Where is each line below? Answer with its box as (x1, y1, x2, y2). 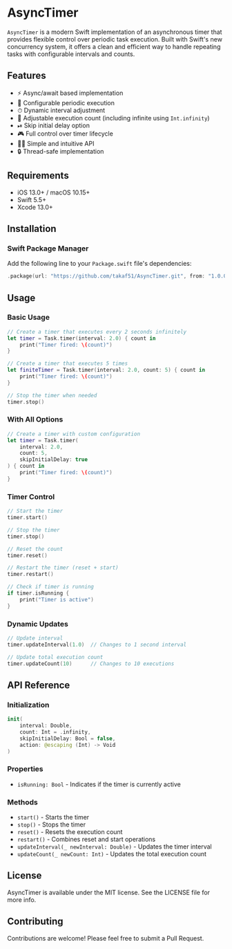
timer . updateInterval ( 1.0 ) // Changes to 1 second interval (7, 641, 187, 648)
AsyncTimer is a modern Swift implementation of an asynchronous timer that (7, 28, 222, 36)
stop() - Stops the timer (17, 820, 86, 829)
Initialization (7, 700, 50, 710)
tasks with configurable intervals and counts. (7, 50, 135, 58)
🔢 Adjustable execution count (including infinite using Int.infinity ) (17, 114, 210, 122)
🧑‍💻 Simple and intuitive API (17, 139, 95, 147)
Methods (7, 797, 38, 807)
